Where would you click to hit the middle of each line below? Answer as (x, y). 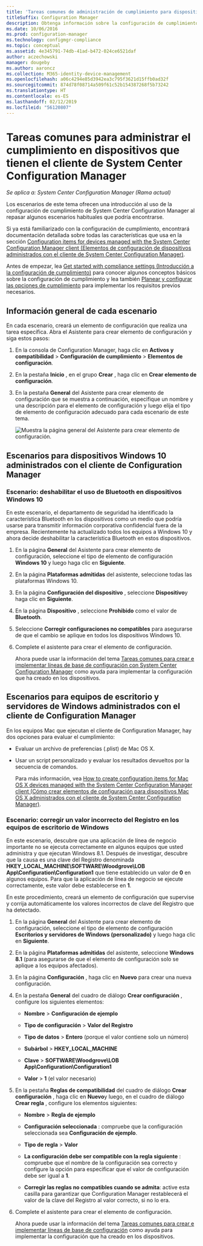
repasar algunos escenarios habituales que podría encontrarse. (85, 217)
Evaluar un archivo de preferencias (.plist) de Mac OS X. (85, 748)
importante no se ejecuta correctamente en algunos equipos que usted (95, 847)
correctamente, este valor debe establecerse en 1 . (69, 886)
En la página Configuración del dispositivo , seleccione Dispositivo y (101, 592)
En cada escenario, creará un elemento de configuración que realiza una (97, 326)
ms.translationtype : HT (36, 91)
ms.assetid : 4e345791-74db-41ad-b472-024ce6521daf (71, 51)
